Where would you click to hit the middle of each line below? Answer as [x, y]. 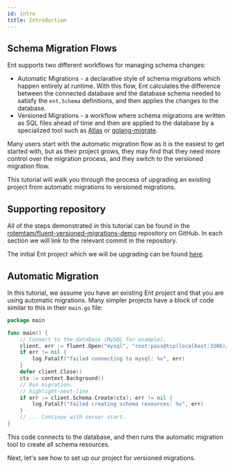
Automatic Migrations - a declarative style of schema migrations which [119, 79]
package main [26, 320]
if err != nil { [44, 353]
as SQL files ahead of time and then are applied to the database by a [116, 123]
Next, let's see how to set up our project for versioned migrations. [102, 458]
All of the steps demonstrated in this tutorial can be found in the [99, 226]
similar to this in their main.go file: [55, 307]
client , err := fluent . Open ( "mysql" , [75, 346]
